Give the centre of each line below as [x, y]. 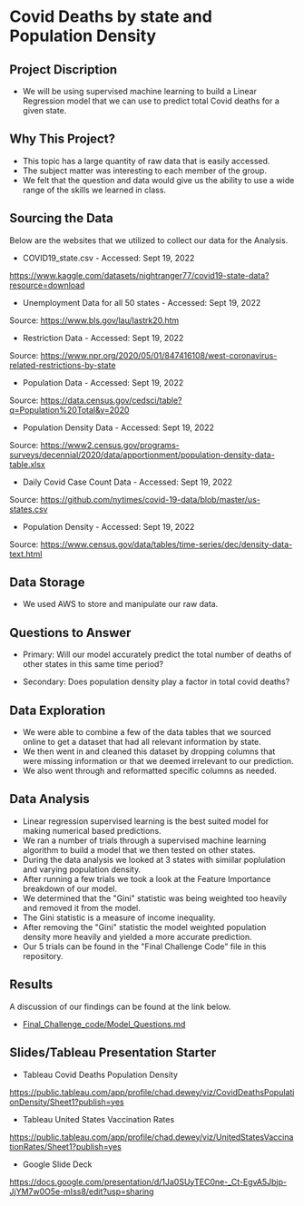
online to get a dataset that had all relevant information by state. [142, 742]
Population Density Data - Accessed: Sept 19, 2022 [118, 427]
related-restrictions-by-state [63, 365]
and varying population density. [82, 869]
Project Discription [64, 69]
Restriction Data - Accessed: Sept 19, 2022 [103, 338]
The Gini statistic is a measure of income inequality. [119, 917]
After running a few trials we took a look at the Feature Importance [147, 878]
